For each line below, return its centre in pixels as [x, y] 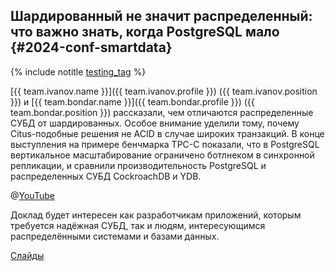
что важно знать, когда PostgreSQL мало [145, 32]
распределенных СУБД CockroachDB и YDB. [106, 176]
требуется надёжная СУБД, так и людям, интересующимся [138, 225]
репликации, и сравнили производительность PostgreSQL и [138, 165]
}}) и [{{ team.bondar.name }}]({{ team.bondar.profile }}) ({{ [132, 101]
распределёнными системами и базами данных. [115, 236]
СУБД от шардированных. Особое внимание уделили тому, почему [155, 123]
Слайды [27, 255]
